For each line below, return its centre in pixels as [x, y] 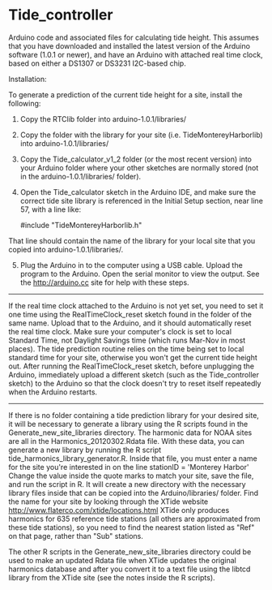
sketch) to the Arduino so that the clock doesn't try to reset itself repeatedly [135, 383]
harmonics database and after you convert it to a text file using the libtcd [130, 569]
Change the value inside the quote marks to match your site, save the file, [131, 476]
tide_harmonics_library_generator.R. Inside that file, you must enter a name [133, 458]
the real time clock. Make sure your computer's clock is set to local [120, 331]
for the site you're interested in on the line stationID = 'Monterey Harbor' [129, 467]
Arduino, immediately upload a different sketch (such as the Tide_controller [134, 374]
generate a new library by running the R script [85, 450]
